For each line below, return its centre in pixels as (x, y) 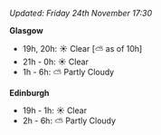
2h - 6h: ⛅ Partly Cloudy (69, 121)
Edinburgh (29, 93)
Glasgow (26, 30)
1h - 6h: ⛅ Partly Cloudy (68, 72)
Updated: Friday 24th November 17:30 (80, 13)
